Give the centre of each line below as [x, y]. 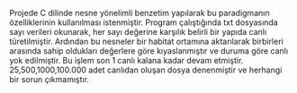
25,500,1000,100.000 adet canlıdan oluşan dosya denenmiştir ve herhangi [146, 70]
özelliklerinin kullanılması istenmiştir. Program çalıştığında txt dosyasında [144, 22]
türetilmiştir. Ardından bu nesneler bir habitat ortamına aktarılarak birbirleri [146, 41]
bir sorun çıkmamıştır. [49, 79]
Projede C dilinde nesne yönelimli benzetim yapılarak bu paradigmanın [139, 13]
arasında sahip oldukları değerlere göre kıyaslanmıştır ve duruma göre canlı [149, 51]
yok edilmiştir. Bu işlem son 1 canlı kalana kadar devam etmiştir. [126, 60]
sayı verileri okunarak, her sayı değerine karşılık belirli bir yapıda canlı [138, 32]
